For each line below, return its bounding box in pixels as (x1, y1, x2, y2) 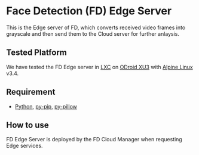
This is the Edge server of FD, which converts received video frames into (6, 24, 186, 31)
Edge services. (6, 142, 43, 150)
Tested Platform (6, 48, 68, 58)
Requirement (6, 87, 56, 97)
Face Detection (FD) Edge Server (6, 4, 172, 18)
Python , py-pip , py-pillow (14, 103, 78, 110)
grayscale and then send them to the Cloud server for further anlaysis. (6, 30, 180, 37)
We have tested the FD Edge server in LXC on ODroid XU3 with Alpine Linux (6, 63, 193, 70)
